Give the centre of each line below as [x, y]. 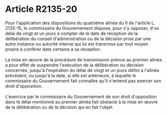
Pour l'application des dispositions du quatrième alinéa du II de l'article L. [80, 23]
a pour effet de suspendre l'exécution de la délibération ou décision [75, 65]
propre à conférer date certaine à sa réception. [53, 49]
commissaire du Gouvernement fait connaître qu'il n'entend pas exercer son [83, 81]
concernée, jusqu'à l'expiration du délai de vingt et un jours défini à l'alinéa [82, 70]
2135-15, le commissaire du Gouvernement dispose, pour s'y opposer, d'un [82, 28]
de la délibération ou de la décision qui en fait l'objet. [59, 107]
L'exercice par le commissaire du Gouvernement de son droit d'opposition [81, 96]
